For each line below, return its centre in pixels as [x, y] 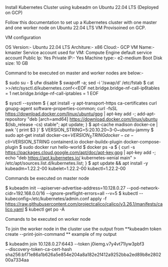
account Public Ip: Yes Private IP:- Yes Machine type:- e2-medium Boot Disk [84, 58]
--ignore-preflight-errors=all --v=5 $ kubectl [92, 193]
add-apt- [146, 114]
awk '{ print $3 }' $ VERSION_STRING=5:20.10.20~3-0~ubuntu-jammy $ [79, 130]
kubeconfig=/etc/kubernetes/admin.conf [47, 199]
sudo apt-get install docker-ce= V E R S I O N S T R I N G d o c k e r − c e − [69, 136]
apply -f [98, 199]
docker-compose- [142, 142]
